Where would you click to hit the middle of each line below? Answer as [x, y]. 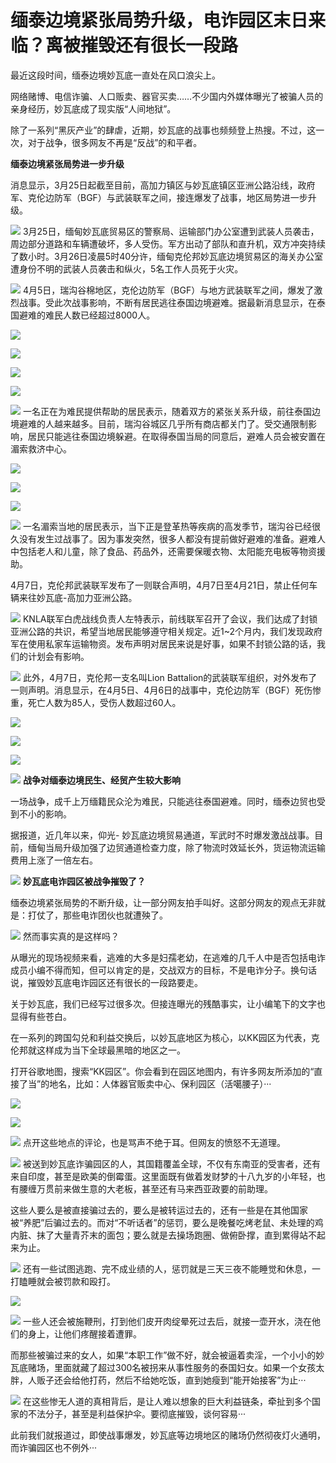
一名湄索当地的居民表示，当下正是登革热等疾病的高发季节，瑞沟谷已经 [167, 526]
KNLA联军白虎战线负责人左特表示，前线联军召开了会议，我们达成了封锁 [170, 618]
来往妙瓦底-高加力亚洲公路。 [78, 597]
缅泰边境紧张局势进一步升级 [67, 163]
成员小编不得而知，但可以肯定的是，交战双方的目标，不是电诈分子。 [150, 970]
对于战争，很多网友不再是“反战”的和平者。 [115, 142]
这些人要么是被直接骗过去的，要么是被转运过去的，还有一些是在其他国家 [159, 1210]
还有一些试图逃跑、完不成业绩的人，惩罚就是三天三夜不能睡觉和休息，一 [171, 1268]
